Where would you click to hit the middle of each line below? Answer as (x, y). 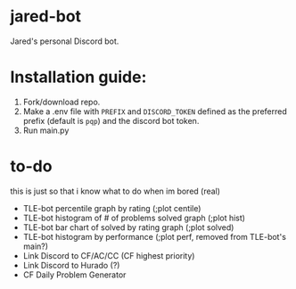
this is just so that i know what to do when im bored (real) (115, 191)
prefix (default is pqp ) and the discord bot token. (111, 120)
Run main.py (46, 130)
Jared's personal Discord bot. (65, 41)
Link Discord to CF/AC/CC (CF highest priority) (109, 255)
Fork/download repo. (62, 102)
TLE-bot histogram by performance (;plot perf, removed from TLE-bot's (154, 236)
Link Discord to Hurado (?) (71, 265)
